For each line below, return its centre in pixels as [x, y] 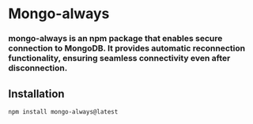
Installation [36, 94]
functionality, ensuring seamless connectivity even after [119, 58]
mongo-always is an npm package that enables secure [115, 39]
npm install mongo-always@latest [63, 111]
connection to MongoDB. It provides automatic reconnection [127, 48]
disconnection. [38, 68]
